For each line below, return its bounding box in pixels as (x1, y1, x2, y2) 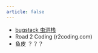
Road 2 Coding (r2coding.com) (15, 33, 93, 40)
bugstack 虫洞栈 (15, 26, 56, 33)
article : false (6, 8, 45, 15)
